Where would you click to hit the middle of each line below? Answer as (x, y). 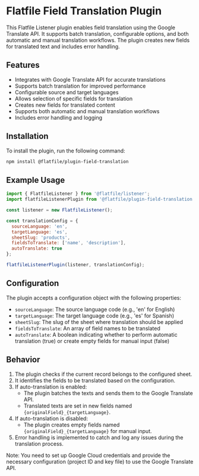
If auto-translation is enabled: (51, 387)
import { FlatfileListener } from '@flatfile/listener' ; (78, 194)
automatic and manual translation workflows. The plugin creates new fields (98, 40)
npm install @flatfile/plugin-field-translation (67, 161)
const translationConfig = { (42, 221)
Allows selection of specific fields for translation (74, 98)
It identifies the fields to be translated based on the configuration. (95, 380)
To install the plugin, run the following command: (66, 151)
